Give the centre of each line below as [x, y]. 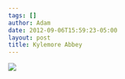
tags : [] [22, 15]
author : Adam [29, 23]
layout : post [29, 38]
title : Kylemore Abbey [45, 45]
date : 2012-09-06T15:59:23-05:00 [63, 30]
